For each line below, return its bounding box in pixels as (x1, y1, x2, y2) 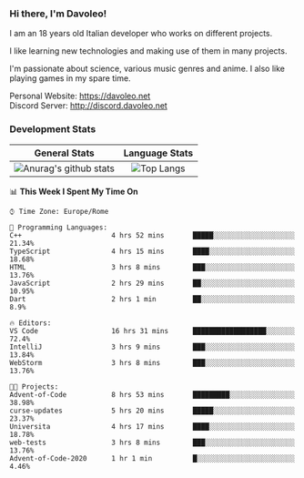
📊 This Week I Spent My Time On (9, 186, 138, 197)
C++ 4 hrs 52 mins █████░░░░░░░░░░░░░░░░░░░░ (9, 230, 296, 239)
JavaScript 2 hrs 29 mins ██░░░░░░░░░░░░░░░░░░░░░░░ (9, 279, 296, 288)
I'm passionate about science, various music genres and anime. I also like (9, 63, 285, 75)
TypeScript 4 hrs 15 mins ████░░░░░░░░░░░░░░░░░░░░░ (9, 247, 296, 256)
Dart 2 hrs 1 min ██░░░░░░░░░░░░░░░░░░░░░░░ (9, 294, 296, 303)
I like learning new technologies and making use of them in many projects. (9, 46, 288, 56)
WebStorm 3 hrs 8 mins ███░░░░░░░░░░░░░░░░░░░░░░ (9, 358, 296, 367)
